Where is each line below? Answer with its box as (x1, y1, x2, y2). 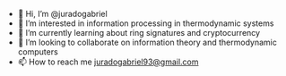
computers (17, 46, 58, 57)
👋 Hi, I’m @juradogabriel (17, 9, 108, 19)
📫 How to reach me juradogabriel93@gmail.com (17, 56, 199, 67)
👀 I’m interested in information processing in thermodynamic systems (17, 18, 274, 29)
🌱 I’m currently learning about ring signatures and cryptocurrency (17, 28, 261, 38)
